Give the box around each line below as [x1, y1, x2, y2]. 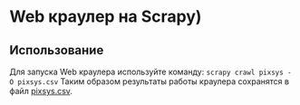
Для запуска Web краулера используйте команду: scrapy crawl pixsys [9, 66, 284, 77]
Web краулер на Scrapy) [9, 6, 202, 27]
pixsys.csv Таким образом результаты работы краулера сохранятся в [17, 76, 290, 87]
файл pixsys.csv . [9, 86, 73, 96]
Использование [9, 43, 104, 58]
